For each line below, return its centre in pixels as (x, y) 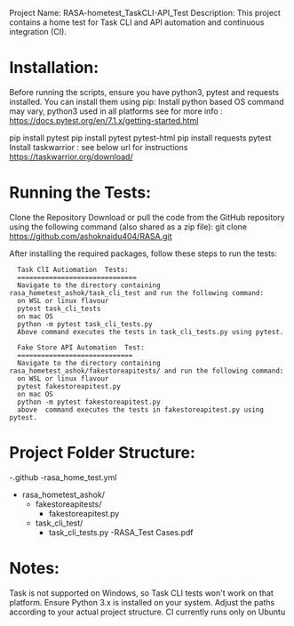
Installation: (54, 68)
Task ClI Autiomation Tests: (73, 269)
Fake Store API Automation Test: (81, 347)
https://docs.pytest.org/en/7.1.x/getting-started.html (104, 120)
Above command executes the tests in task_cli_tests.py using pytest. (151, 332)
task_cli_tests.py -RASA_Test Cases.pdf (121, 532)
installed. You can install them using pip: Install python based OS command (147, 101)
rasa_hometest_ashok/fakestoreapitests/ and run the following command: (147, 371)
